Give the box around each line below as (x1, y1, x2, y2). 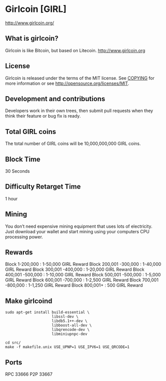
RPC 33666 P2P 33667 (5, 371, 53, 378)
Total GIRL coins (5, 127, 56, 136)
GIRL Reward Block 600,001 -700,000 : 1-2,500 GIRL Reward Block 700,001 (5, 277, 159, 283)
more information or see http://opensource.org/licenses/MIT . (5, 80, 130, 86)
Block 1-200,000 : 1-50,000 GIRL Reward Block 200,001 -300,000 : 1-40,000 (5, 261, 162, 267)
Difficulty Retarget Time (5, 183, 81, 191)
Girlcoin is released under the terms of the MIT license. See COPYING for (5, 75, 155, 81)
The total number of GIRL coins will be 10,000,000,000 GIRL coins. (5, 140, 141, 147)
